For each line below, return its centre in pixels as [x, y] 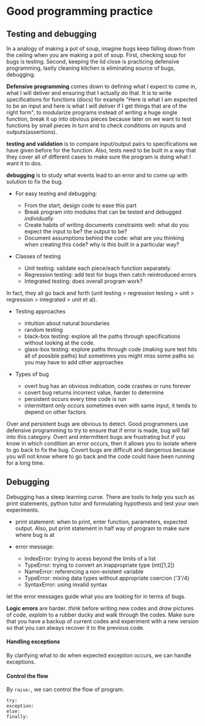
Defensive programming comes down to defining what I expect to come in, [102, 86]
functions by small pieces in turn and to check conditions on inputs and [96, 125]
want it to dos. [24, 163]
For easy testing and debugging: [56, 193]
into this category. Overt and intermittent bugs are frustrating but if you [96, 437]
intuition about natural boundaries [67, 323]
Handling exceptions [33, 642]
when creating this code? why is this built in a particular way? [102, 244]
